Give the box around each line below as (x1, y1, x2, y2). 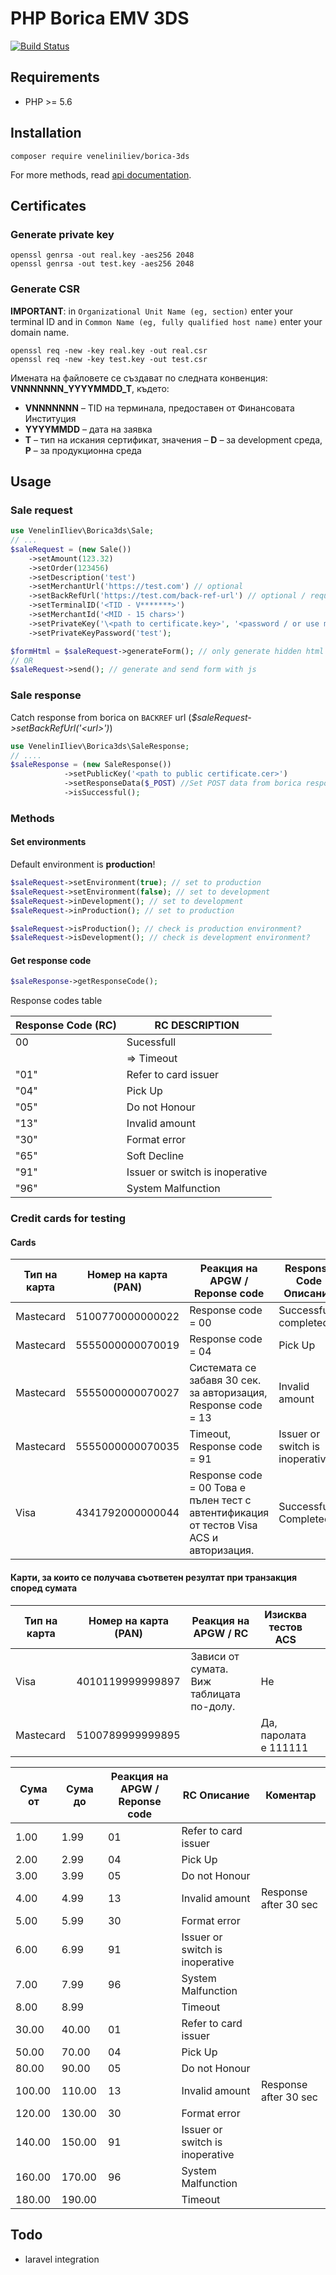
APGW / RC (193, 1626, 249, 1640)
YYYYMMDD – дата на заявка (24, 423, 153, 435)
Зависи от (190, 1649, 240, 1663)
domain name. (10, 326, 70, 338)
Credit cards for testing (10, 1212, 127, 1226)
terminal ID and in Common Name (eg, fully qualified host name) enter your (10, 315, 323, 327)
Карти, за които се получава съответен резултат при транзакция (10, 1572, 298, 1584)
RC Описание (182, 1788, 250, 1802)
